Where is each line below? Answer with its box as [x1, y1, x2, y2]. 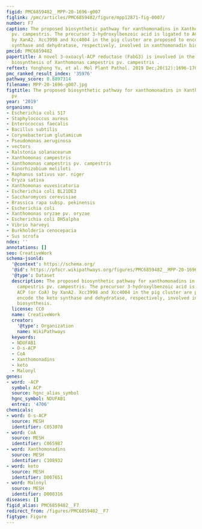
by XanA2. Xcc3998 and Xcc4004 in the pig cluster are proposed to [11, 37, 185, 43]
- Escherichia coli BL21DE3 [6, 188, 77, 194]
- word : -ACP [6, 379, 39, 385]
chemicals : [6, 407, 34, 413]
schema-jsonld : [6, 256, 44, 262]
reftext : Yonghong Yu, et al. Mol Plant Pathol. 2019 [6, 65, 144, 71]
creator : [11, 317, 34, 323]
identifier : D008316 [11, 491, 63, 498]
